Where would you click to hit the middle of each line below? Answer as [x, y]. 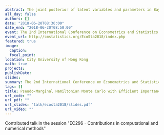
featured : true [20, 41]
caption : [18, 50]
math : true [16, 64]
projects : [15, 69]
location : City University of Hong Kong [47, 59]
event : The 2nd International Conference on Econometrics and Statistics [82, 32]
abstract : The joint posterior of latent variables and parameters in [78, 10]
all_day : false [20, 14]
